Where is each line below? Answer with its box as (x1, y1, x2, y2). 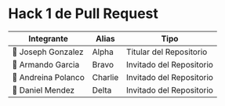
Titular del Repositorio (126, 46, 208, 57)
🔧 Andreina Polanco (12, 71, 85, 82)
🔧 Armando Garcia (12, 59, 80, 70)
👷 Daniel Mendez (12, 84, 75, 95)
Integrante (28, 33, 69, 44)
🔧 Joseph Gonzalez (12, 46, 84, 57)
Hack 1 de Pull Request (8, 5, 158, 23)
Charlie (92, 71, 119, 82)
